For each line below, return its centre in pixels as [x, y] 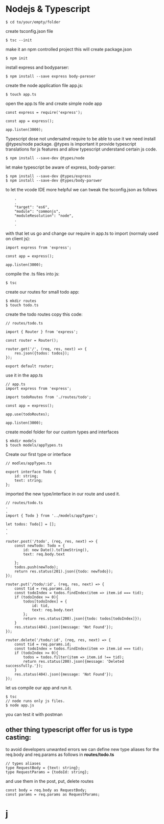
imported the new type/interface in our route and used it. [63, 494]
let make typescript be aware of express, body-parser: [60, 167]
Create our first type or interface [38, 454]
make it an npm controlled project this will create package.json [69, 49]
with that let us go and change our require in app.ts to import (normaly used [82, 233]
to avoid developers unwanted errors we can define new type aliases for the [82, 749]
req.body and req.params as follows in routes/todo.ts [60, 754]
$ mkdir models [21, 441]
